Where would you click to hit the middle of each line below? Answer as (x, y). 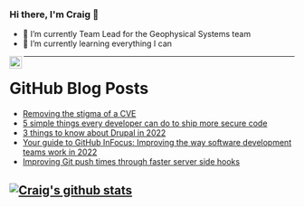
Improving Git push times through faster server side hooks (131, 162)
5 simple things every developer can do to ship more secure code (145, 123)
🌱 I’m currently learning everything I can (97, 43)
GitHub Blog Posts (79, 89)
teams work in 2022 (60, 152)
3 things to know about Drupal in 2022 (94, 133)
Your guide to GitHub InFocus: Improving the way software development (157, 143)
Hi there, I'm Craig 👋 (54, 14)
